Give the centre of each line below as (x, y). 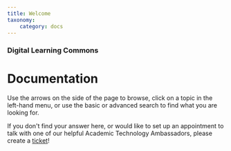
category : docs (41, 26)
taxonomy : (21, 20)
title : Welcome (29, 13)
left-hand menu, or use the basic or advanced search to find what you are (112, 105)
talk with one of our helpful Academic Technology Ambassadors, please (110, 133)
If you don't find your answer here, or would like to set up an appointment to (115, 126)
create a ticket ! (28, 141)
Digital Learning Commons (53, 50)
